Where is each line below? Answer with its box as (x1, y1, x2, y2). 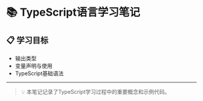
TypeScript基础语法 (14, 70, 64, 77)
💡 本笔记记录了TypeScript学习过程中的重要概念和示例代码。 (21, 88, 170, 95)
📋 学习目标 (6, 35, 49, 45)
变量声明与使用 (14, 63, 53, 69)
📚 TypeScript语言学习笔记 (6, 5, 141, 19)
